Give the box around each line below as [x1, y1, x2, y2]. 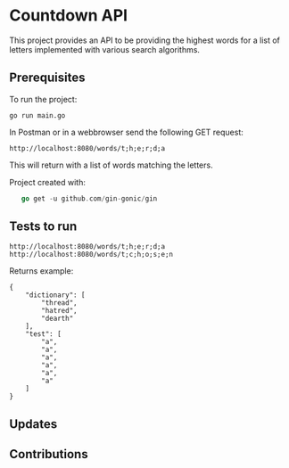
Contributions [9, 447, 88, 462]
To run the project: [9, 94, 78, 104]
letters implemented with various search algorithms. [9, 44, 201, 54]
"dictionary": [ [25, 291, 87, 300]
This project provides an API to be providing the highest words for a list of [9, 35, 281, 45]
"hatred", [41, 307, 78, 316]
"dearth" [41, 314, 74, 324]
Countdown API [9, 5, 128, 26]
